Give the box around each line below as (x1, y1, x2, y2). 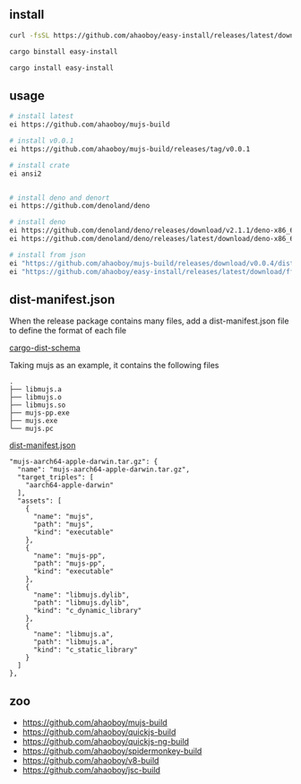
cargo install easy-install (9, 63, 115, 73)
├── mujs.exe (9, 417, 58, 426)
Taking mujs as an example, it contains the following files (9, 360, 219, 371)
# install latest (9, 112, 74, 121)
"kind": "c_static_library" (32, 645, 139, 655)
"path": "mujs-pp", (32, 559, 106, 568)
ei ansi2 (9, 169, 42, 178)
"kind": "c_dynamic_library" (32, 607, 142, 616)
